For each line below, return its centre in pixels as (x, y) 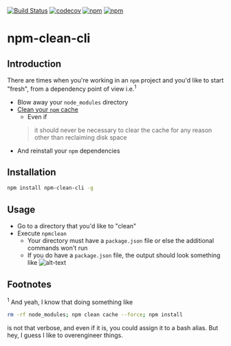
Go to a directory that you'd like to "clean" (77, 226)
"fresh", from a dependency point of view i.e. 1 (72, 88)
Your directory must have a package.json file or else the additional (121, 241)
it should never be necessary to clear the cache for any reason (123, 130)
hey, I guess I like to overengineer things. (65, 335)
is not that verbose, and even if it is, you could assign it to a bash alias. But (113, 327)
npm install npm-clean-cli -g (51, 188)
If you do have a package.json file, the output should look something (124, 255)
